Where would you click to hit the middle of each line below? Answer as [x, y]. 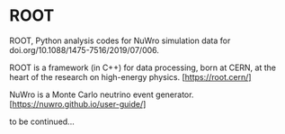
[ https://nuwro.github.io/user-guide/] [78, 103]
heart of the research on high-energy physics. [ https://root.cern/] [130, 76]
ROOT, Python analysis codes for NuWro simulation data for [120, 40]
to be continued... [42, 121]
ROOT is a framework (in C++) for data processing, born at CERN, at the [143, 67]
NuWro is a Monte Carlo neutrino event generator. [102, 94]
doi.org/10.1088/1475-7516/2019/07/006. [85, 49]
